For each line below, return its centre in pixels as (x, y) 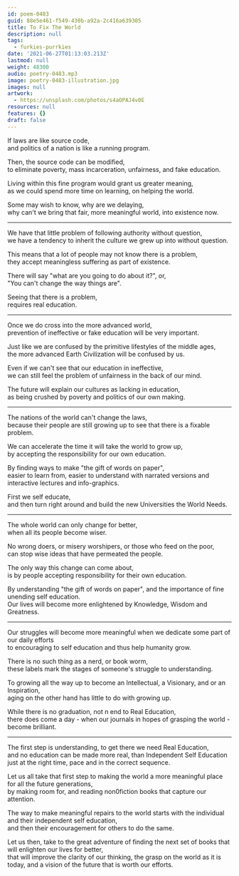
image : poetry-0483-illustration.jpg (63, 80)
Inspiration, (24, 690)
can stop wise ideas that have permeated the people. (85, 554)
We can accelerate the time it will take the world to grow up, (95, 446)
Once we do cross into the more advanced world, (80, 325)
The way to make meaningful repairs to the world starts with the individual (116, 813)
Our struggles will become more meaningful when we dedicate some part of (119, 632)
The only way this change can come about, (70, 567)
